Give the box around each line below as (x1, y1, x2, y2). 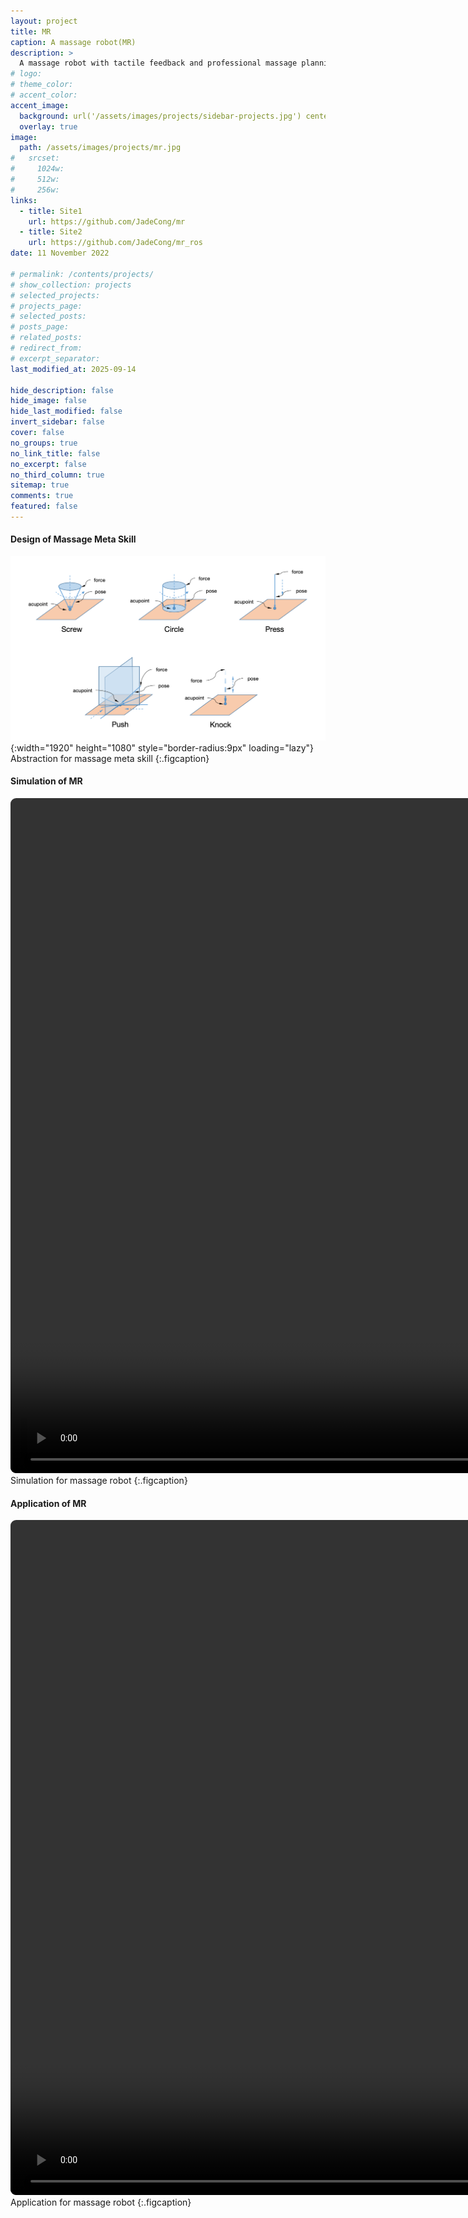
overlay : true (19, 121, 78, 132)
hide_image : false (10, 396, 87, 406)
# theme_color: (10, 80, 74, 90)
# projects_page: (10, 301, 83, 311)
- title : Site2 (19, 227, 83, 237)
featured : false (10, 501, 78, 512)
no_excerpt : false (10, 459, 87, 469)
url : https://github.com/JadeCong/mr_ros (28, 238, 203, 248)
